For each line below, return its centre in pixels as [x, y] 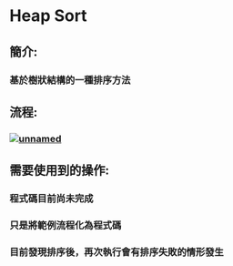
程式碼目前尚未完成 [51, 199]
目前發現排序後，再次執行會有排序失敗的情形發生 [117, 251]
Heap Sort [49, 16]
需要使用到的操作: [60, 171]
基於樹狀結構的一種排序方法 [70, 80]
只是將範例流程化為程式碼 [66, 226]
